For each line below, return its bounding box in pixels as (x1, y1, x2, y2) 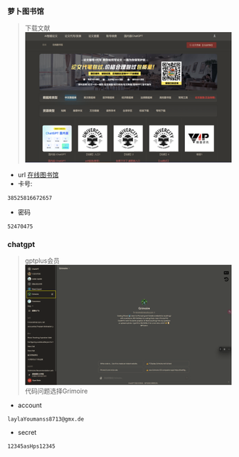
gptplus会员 (24, 256, 60, 265)
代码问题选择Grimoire (24, 387, 88, 396)
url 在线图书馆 (17, 171, 59, 179)
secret (17, 429, 37, 437)
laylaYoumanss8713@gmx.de (7, 416, 84, 423)
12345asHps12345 (7, 443, 55, 450)
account (17, 401, 43, 410)
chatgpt (7, 240, 36, 250)
